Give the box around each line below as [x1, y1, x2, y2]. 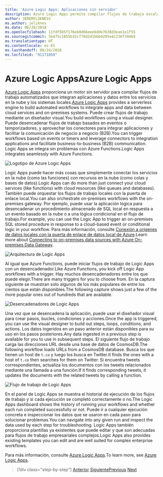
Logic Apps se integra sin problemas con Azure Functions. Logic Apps [5, 146, 145, 152]
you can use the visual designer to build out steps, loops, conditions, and [5, 321, 151, 327]
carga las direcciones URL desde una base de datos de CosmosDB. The [5, 342, 148, 347]
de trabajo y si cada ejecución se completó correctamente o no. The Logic [5, 396, 153, 402]
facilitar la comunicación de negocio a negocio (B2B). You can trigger [5, 131, 143, 136]
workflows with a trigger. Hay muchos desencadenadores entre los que [5, 271, 148, 277]
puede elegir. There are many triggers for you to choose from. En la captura [5, 276, 155, 282]
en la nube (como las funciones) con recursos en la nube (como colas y [5, 175, 148, 181]
